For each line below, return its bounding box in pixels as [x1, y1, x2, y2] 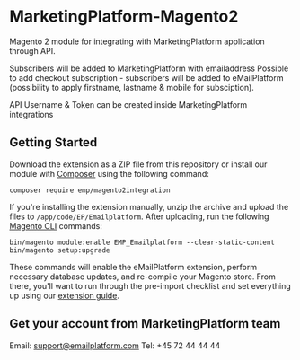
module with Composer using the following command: [9, 168, 209, 179]
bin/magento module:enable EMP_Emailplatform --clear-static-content [9, 238, 276, 247]
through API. [9, 45, 56, 56]
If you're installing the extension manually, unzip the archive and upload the [9, 201, 289, 212]
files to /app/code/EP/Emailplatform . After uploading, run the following [9, 211, 269, 222]
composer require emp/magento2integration [9, 186, 171, 195]
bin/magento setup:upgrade [9, 245, 110, 255]
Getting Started [9, 135, 98, 150]
